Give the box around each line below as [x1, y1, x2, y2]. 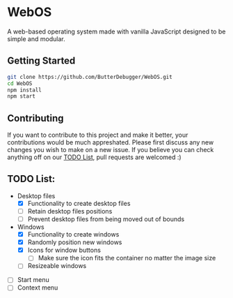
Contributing [7, 112, 64, 124]
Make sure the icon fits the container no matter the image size [38, 254, 216, 262]
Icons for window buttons [27, 246, 101, 255]
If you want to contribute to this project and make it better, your [7, 131, 188, 140]
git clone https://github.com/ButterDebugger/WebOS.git [7, 73, 172, 80]
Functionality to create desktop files [27, 199, 131, 207]
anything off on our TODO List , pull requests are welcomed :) [7, 153, 182, 161]
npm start [7, 93, 36, 100]
